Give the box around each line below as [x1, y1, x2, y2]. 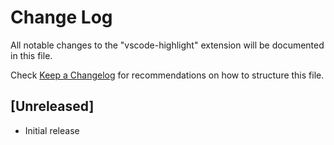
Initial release [24, 124, 80, 136]
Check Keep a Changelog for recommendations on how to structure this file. [10, 69, 325, 81]
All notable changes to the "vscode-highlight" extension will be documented [10, 39, 325, 51]
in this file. [10, 49, 53, 61]
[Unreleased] [10, 98, 95, 115]
